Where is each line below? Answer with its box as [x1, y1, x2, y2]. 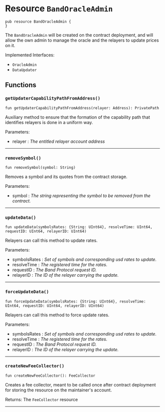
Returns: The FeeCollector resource [5, 396, 78, 402]
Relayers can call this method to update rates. [5, 237, 98, 243]
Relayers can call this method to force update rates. [5, 312, 110, 318]
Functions [5, 81, 37, 89]
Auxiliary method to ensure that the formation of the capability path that [5, 114, 150, 120]
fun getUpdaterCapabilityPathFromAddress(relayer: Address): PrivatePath [5, 105, 160, 110]
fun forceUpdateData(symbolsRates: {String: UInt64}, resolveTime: [5, 299, 146, 304]
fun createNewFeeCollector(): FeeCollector [5, 373, 96, 378]
